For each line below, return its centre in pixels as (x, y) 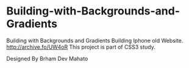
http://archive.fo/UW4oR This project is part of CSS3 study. (81, 47)
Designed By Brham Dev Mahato (47, 58)
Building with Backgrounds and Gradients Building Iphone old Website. (95, 40)
